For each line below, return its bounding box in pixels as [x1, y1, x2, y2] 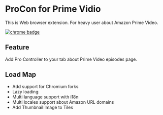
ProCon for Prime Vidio [5, 3, 101, 15]
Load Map [5, 70, 36, 79]
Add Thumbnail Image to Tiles [12, 104, 73, 110]
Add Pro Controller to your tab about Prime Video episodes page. [5, 56, 137, 62]
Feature [5, 43, 30, 52]
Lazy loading [12, 89, 38, 94]
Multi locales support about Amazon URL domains [12, 99, 114, 105]
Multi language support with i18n [12, 94, 79, 100]
